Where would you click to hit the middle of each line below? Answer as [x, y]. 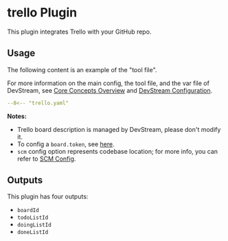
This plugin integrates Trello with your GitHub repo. [79, 32]
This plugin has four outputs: [48, 196]
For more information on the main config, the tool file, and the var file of [108, 83]
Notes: [17, 116]
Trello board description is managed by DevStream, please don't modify [119, 129]
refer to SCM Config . [46, 159]
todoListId [33, 218]
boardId [28, 211]
